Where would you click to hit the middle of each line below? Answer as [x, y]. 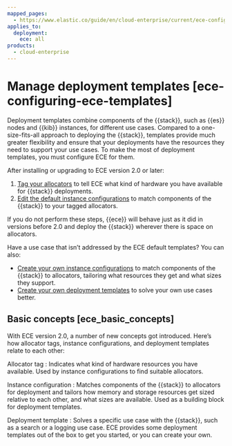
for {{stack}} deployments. [55, 191]
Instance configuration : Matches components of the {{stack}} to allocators [114, 384]
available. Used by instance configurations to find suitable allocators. [105, 371]
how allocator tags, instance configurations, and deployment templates [108, 343]
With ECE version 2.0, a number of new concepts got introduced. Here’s [109, 335]
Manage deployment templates [98, 86]
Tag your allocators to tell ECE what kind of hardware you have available [120, 183]
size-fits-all [23, 135]
